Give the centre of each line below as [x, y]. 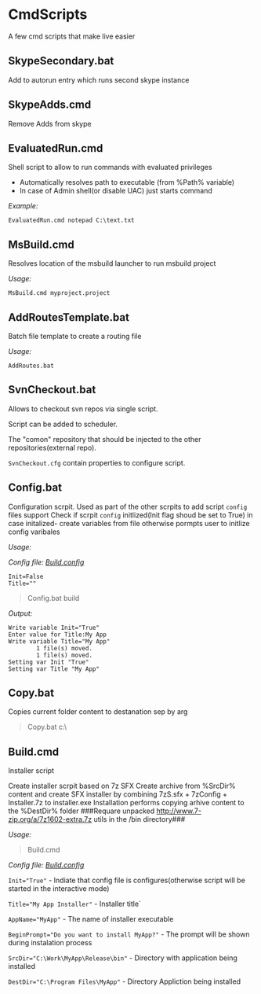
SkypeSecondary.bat [61, 61]
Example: [23, 206]
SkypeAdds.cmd [50, 105]
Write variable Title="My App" [59, 641]
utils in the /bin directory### [140, 819]
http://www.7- [179, 811]
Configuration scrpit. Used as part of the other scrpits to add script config [128, 506]
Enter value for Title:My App [58, 635]
